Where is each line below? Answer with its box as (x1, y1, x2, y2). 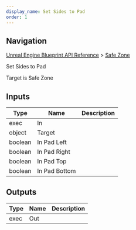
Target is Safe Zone (6, 74, 54, 81)
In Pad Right (37, 148, 70, 156)
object (9, 129, 26, 137)
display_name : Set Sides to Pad (6, 8, 85, 15)
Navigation (6, 36, 47, 46)
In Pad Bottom (37, 167, 76, 175)
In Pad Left (37, 138, 67, 146)
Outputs (6, 187, 37, 197)
